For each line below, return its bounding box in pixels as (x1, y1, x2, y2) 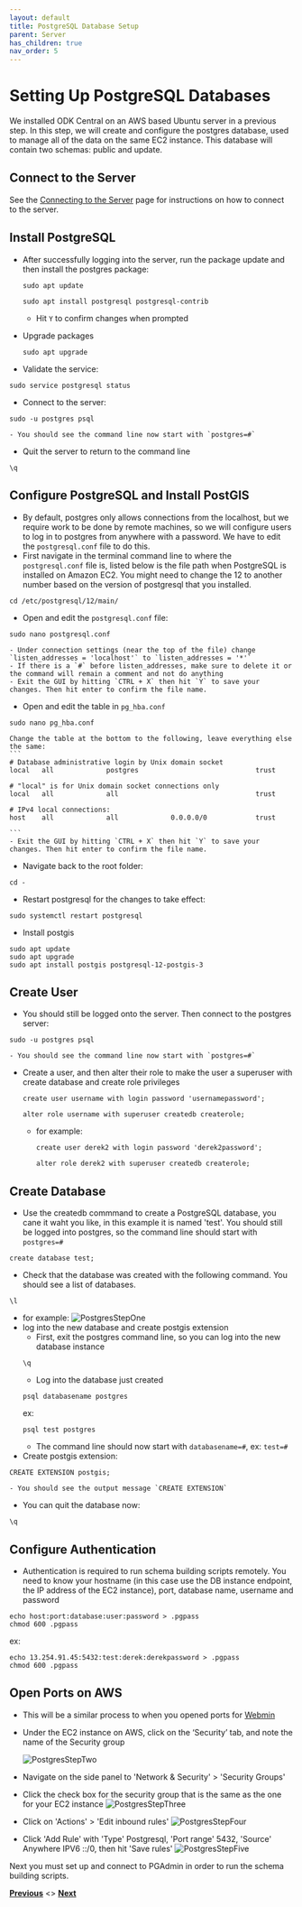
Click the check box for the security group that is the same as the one (22, 1789, 282, 1800)
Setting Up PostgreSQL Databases (9, 86, 271, 106)
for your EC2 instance (22, 1798, 104, 1810)
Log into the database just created (35, 1375, 164, 1385)
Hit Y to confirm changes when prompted (35, 312, 189, 323)
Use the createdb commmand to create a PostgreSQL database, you (22, 1208, 277, 1218)
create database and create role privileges (22, 1077, 180, 1088)
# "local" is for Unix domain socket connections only (9, 782, 220, 791)
